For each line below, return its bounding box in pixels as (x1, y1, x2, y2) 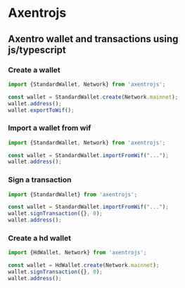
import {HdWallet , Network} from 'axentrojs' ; (8, 249, 147, 256)
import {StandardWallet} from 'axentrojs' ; (8, 191, 138, 198)
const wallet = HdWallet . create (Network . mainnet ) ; (8, 262, 160, 269)
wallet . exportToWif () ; (8, 107, 75, 114)
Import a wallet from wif (8, 123, 91, 133)
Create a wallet (8, 65, 60, 74)
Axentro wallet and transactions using (8, 33, 179, 45)
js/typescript (8, 44, 66, 55)
